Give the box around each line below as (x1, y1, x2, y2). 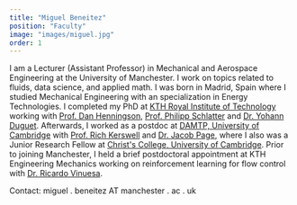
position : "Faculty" (9, 22, 87, 31)
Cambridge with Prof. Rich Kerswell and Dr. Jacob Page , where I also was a (9, 129, 289, 140)
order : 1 (9, 38, 42, 48)
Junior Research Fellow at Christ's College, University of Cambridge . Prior (9, 139, 284, 150)
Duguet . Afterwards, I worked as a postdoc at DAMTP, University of (9, 120, 259, 131)
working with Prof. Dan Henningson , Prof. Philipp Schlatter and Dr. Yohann (9, 111, 284, 121)
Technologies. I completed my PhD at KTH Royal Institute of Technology (9, 101, 276, 112)
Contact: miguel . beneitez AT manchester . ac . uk (9, 185, 196, 196)
